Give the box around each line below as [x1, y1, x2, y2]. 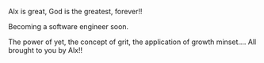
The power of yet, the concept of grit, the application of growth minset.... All [8, 37, 257, 46]
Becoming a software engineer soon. [8, 22, 129, 31]
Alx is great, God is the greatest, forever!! [8, 7, 143, 16]
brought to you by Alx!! [8, 46, 83, 54]
